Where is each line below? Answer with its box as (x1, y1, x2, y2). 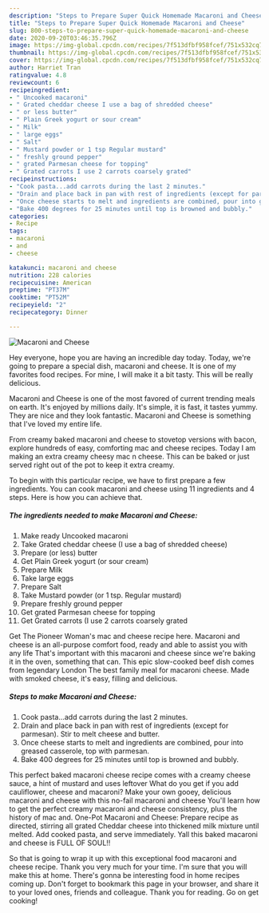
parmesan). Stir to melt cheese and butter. (20, 728, 160, 739)
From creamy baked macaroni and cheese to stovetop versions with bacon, (9, 435, 257, 444)
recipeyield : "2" (9, 301, 67, 309)
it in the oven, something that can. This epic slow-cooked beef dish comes (9, 657, 255, 666)
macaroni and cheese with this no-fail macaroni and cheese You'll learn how (9, 796, 260, 805)
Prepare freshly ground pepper (20, 598, 123, 608)
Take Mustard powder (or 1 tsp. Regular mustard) (20, 590, 182, 600)
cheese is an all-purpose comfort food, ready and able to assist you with (9, 640, 248, 649)
